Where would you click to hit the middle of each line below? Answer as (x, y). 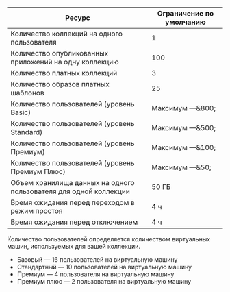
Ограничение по (186, 13)
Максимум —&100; (184, 148)
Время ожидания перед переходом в (73, 203)
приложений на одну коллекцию (65, 62)
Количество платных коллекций (64, 73)
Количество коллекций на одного (67, 34)
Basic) (21, 112)
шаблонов (27, 93)
